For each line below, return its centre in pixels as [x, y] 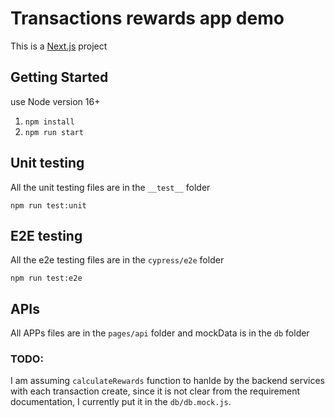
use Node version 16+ [55, 101]
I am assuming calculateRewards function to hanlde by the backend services [167, 381]
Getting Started [59, 77]
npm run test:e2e [46, 278]
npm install [49, 122]
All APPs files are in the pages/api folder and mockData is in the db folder [160, 333]
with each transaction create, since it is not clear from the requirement [155, 391]
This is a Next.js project [59, 46]
